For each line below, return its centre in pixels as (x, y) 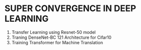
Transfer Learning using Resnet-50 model (54, 32)
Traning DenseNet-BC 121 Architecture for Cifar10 (61, 37)
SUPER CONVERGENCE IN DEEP (70, 8)
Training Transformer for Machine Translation (57, 42)
